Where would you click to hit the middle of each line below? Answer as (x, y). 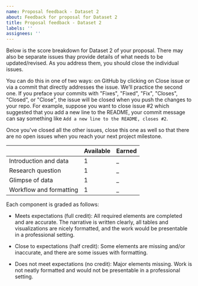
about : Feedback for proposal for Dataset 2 (62, 17)
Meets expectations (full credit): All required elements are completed (98, 216)
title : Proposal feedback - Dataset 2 (54, 23)
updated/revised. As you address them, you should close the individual (92, 63)
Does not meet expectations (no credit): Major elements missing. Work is (103, 264)
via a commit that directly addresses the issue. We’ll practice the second (94, 87)
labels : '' (20, 28)
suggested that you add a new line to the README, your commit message (96, 113)
